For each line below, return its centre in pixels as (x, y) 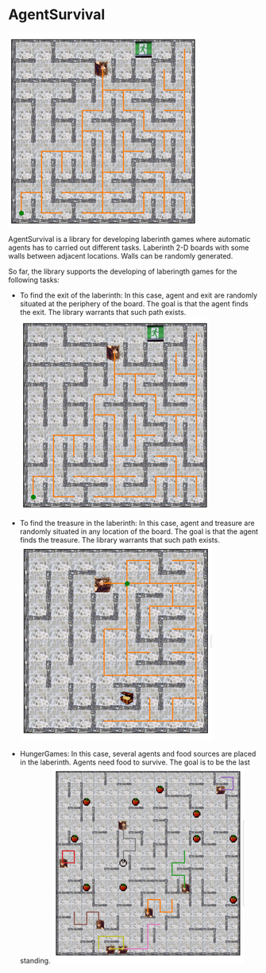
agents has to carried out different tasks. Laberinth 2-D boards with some (129, 247)
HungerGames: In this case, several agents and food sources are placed (138, 753)
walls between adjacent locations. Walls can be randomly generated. (121, 255)
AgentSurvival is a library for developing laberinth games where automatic (129, 239)
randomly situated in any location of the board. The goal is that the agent (139, 531)
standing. (35, 960)
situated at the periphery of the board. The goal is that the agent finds (134, 303)
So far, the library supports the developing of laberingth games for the (123, 271)
